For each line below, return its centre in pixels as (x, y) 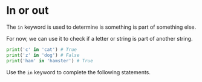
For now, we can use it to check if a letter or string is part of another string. (99, 38)
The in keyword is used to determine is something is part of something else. (101, 27)
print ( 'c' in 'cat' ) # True (42, 49)
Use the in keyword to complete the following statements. (79, 72)
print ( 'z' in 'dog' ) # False (43, 55)
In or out (28, 10)
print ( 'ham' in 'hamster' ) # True (50, 60)
